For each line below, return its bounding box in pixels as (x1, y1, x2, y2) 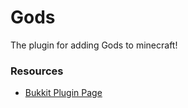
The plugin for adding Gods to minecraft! (10, 39, 178, 51)
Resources (10, 64, 64, 78)
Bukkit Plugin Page (24, 87, 103, 99)
